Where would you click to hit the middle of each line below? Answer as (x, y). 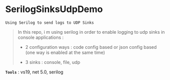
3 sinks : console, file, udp (53, 62)
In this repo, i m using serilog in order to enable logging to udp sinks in (91, 32)
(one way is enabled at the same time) (65, 52)
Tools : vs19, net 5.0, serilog (34, 72)
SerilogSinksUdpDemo (54, 9)
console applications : (41, 37)
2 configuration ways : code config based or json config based (91, 47)
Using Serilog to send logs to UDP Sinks (50, 23)
